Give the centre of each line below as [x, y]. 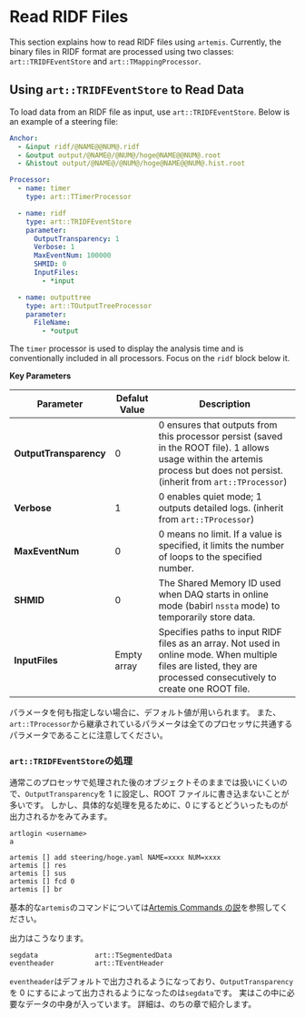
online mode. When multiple [218, 655]
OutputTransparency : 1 [76, 238]
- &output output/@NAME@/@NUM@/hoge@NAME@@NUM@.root [119, 155]
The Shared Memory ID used [220, 583]
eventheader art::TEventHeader [87, 963]
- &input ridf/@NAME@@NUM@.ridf [79, 146]
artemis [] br [36, 890]
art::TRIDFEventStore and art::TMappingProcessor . [105, 61]
